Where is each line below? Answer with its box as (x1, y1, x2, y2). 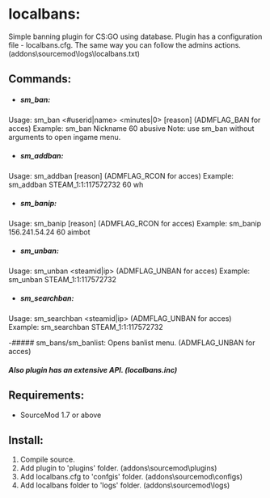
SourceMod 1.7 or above (19, 410, 102, 420)
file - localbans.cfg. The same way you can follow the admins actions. (8, 40, 241, 49)
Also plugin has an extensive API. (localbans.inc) (8, 365, 178, 374)
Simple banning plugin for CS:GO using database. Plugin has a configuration (8, 32, 263, 41)
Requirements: (8, 389, 85, 403)
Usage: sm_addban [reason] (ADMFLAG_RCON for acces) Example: (8, 171, 234, 181)
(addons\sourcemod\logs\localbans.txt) (8, 49, 140, 58)
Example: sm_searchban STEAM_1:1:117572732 (8, 323, 163, 332)
